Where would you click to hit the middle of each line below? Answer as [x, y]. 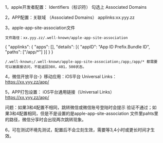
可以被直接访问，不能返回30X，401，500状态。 [46, 67]
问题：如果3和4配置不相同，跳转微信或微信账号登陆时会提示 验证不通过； [79, 107]
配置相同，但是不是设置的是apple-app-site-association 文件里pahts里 [89, 113]
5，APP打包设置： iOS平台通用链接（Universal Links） [60, 92]
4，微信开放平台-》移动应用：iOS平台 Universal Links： [61, 76]
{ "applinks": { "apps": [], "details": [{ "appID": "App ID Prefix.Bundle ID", [78, 47]
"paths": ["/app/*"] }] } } [29, 52]
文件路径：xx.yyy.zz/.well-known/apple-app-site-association [66, 38]
